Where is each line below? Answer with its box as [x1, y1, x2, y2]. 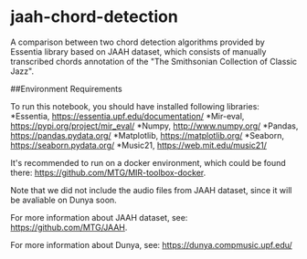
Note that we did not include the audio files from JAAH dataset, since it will [10, 184, 292, 195]
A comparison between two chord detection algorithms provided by [10, 36, 266, 47]
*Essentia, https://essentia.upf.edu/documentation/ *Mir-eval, [10, 110, 245, 121]
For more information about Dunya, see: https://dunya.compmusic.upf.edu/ [10, 239, 293, 250]
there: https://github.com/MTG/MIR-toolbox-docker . [10, 167, 206, 178]
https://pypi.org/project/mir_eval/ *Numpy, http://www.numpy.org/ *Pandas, [10, 120, 299, 131]
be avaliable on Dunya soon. [10, 194, 117, 205]
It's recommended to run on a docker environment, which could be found [10, 157, 286, 168]
